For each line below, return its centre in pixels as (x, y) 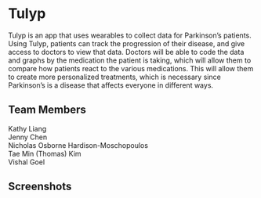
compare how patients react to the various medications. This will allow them (131, 68)
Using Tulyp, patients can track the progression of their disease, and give (127, 43)
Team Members (47, 110)
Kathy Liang (27, 128)
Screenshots (40, 187)
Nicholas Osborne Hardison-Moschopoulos (78, 145)
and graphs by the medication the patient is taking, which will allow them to (130, 60)
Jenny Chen (28, 137)
